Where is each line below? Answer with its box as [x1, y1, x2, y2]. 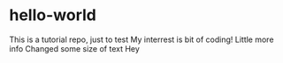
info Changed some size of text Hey [9, 43, 140, 53]
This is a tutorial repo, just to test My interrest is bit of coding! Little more [9, 34, 274, 45]
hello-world [9, 5, 97, 25]
